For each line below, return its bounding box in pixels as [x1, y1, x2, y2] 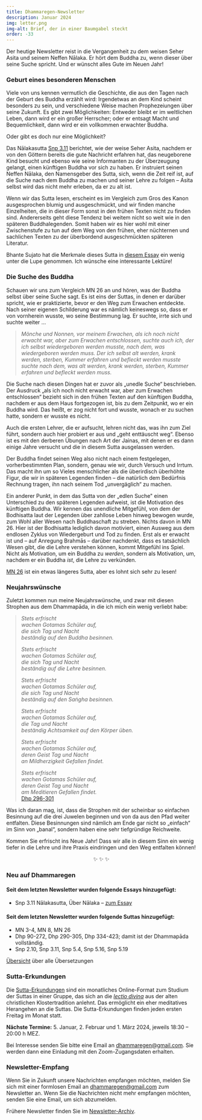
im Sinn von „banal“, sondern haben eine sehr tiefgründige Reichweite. [6, 826, 182, 833]
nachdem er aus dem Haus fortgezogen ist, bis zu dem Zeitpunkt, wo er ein [6, 399, 194, 407]
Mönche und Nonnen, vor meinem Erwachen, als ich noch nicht [21, 330, 180, 338]
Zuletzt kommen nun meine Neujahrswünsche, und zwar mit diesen [6, 597, 174, 604]
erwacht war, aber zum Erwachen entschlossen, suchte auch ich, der [21, 336, 194, 344]
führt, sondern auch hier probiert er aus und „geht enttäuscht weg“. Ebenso [6, 430, 194, 438]
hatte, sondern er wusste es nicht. [6, 412, 92, 420]
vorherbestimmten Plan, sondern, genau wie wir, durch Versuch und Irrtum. [6, 461, 194, 468]
